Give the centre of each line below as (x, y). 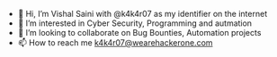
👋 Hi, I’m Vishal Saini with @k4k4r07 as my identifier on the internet (143, 14)
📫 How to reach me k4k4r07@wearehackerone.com (115, 43)
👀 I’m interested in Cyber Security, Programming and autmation (135, 23)
